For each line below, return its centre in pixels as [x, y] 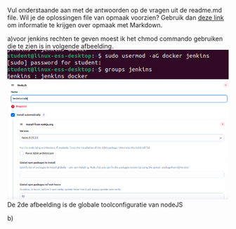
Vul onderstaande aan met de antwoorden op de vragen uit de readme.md [115, 10]
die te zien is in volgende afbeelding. [60, 46]
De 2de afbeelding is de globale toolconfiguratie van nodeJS [95, 204]
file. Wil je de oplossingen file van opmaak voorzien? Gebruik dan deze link [116, 18]
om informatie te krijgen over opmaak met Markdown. [85, 25]
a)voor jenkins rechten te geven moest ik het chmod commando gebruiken [115, 39]
